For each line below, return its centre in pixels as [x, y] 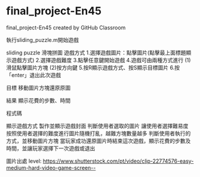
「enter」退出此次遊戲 [34, 75]
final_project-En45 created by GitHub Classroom [66, 28]
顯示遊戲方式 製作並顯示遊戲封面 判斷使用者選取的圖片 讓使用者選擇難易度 [97, 126]
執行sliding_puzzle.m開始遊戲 [43, 39]
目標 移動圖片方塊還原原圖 [38, 87]
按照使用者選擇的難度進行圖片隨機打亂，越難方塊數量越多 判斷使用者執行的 [99, 133]
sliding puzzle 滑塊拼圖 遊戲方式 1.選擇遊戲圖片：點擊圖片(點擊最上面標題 [96, 53]
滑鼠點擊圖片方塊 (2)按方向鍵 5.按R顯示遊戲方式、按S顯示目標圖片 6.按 [93, 68]
